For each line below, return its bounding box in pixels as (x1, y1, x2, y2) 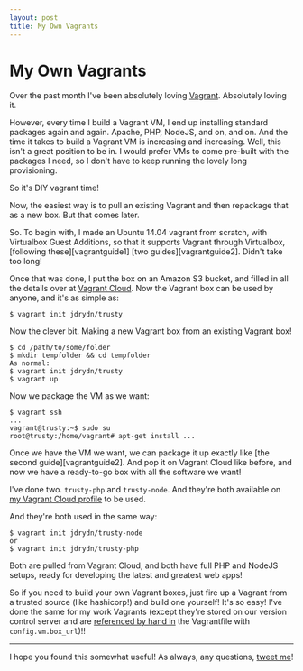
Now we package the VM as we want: (9, 391, 151, 401)
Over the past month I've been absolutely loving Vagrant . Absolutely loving (9, 90, 287, 101)
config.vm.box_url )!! (9, 626, 86, 637)
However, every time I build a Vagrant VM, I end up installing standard (9, 117, 269, 128)
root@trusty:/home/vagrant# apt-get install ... (9, 432, 196, 441)
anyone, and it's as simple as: (9, 292, 120, 303)
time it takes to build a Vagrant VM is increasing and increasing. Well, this (9, 136, 281, 147)
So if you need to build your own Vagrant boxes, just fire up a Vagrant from (9, 587, 288, 598)
